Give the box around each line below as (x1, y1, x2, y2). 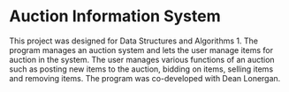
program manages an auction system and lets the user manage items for (9, 44, 274, 55)
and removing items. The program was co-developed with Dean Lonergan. (9, 73, 281, 83)
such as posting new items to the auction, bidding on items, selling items (9, 64, 274, 74)
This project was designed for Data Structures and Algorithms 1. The (9, 35, 259, 46)
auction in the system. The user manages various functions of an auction (9, 54, 276, 65)
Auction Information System (9, 6, 221, 27)
